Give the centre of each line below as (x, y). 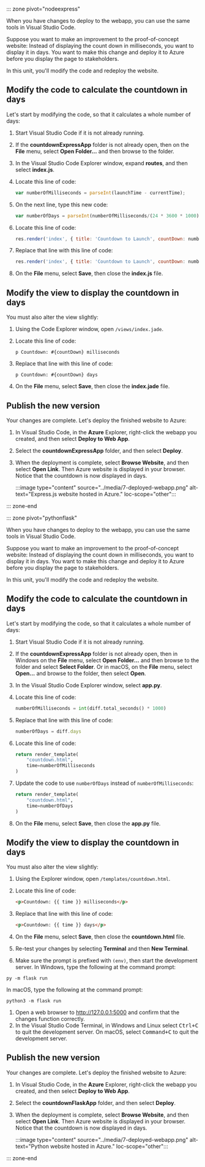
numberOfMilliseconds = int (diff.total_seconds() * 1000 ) (91, 708)
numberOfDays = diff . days (48, 731)
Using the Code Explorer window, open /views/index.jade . (89, 329)
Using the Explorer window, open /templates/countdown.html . (93, 879)
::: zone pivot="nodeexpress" (43, 9)
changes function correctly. (50, 1019)
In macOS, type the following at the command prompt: (75, 990)
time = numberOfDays (50, 806)
